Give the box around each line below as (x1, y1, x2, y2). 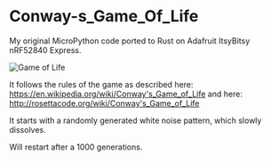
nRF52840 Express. (9, 44, 82, 55)
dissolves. (9, 124, 46, 134)
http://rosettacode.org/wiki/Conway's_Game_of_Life (9, 97, 200, 108)
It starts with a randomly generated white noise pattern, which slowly (9, 115, 262, 126)
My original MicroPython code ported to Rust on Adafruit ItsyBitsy (9, 35, 251, 46)
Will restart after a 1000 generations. (9, 142, 143, 152)
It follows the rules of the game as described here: (9, 79, 194, 89)
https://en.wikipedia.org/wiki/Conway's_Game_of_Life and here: (9, 88, 243, 99)
